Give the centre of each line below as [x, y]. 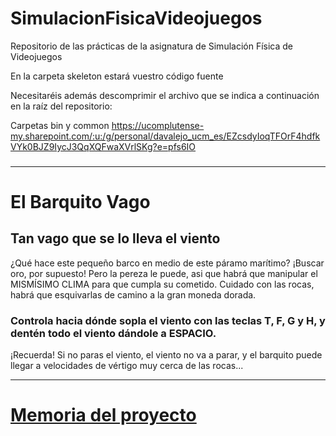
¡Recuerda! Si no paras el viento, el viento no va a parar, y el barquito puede [166, 355]
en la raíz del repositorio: [61, 106]
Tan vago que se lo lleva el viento [115, 238]
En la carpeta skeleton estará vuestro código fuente [117, 76]
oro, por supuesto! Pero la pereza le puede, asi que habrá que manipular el [164, 273]
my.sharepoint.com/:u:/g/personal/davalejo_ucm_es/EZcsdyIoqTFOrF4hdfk [165, 136]
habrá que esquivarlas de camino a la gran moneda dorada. [133, 294]
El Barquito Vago [80, 202]
